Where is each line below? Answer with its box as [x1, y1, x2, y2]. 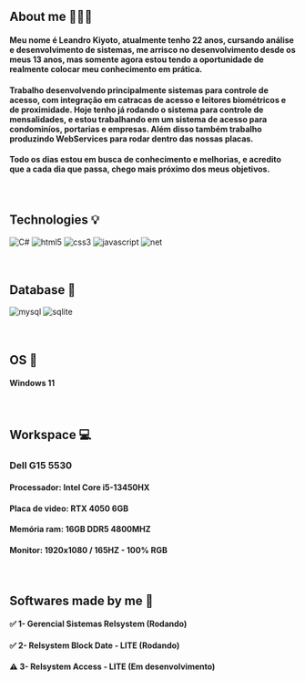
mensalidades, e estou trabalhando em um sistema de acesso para [9, 113, 268, 124]
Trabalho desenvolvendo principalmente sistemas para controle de [9, 84, 269, 96]
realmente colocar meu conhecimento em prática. [9, 63, 203, 74]
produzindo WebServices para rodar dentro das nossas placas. [9, 133, 254, 144]
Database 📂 [9, 282, 76, 298]
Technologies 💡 [9, 212, 100, 228]
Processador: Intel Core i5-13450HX [9, 481, 150, 493]
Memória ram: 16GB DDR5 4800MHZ [9, 524, 152, 535]
